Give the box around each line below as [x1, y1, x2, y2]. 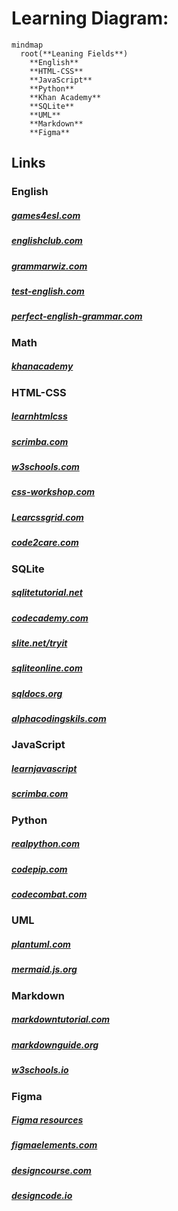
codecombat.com [11, 888, 88, 901]
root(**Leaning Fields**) [20, 48, 129, 59]
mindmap [11, 40, 44, 50]
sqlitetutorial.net [11, 587, 83, 599]
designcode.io [11, 1190, 73, 1202]
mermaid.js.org [11, 963, 78, 976]
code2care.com [11, 537, 79, 549]
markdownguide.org [11, 1038, 99, 1051]
